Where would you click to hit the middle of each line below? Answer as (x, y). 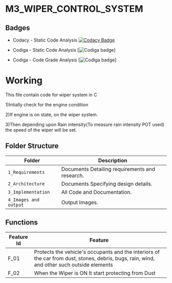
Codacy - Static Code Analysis (45, 40)
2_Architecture (26, 184)
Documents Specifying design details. (107, 184)
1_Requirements (26, 172)
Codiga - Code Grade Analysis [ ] (64, 60)
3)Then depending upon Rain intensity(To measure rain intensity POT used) (85, 124)
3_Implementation (29, 192)
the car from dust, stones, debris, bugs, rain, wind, (94, 258)
